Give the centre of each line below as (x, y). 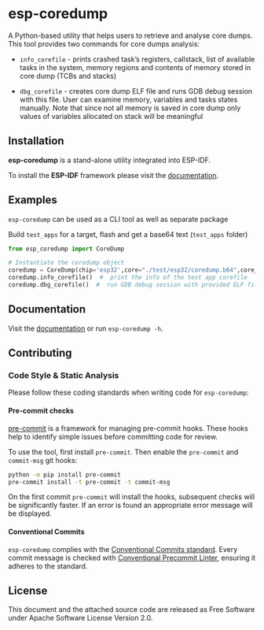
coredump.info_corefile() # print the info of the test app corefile (128, 278)
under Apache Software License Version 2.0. (81, 618)
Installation (36, 141)
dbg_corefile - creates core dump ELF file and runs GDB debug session (136, 91)
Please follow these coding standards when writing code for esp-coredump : (128, 393)
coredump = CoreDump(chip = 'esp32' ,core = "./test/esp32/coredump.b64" (123, 270)
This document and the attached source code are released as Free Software (132, 610)
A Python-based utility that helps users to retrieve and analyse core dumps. (130, 35)
